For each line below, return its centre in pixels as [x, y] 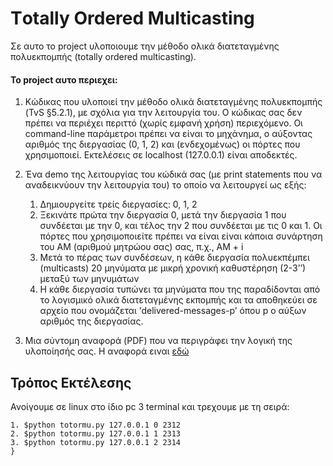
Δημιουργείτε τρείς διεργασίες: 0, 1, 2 [118, 204]
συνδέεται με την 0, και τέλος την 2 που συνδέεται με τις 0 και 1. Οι [181, 226]
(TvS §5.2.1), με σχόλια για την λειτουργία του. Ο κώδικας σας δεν [163, 113]
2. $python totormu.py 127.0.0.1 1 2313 [96, 433]
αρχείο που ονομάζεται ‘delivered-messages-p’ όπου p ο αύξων [173, 311]
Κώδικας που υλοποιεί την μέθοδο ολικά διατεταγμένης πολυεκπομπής [173, 102]
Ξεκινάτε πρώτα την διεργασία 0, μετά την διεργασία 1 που [163, 215]
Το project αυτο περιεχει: [64, 79]
